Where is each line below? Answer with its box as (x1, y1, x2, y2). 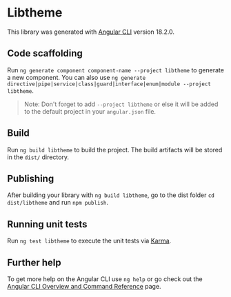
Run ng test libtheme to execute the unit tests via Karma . (7, 236, 172, 245)
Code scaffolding (7, 48, 83, 59)
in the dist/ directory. (7, 153, 70, 161)
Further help (7, 256, 62, 268)
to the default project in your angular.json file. (23, 107, 157, 115)
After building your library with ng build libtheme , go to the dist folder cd (7, 191, 215, 199)
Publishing (7, 172, 54, 184)
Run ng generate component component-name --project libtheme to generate (7, 65, 224, 74)
